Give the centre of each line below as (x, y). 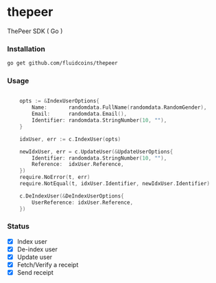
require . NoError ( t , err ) (55, 177)
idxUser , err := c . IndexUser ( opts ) (70, 139)
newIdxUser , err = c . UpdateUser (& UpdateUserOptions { (96, 151)
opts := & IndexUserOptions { (59, 101)
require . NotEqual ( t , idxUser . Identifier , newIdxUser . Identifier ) (115, 184)
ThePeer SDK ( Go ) (35, 31)
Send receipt (35, 273)
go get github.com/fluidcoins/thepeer (62, 63)
